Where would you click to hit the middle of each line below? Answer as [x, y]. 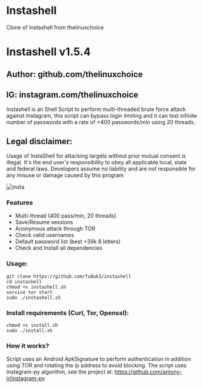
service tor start [29, 292]
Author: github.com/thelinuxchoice [75, 74]
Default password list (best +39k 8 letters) [68, 242]
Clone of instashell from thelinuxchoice [55, 27]
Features [20, 202]
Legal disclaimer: [39, 141]
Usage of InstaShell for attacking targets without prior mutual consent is [96, 156]
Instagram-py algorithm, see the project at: [60, 372]
